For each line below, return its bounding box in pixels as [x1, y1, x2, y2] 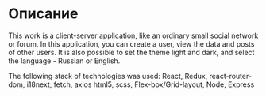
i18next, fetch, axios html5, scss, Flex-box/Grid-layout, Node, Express [26, 80, 255, 89]
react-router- [209, 71, 253, 80]
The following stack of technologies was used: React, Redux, [8, 71, 208, 80]
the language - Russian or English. [8, 56, 121, 65]
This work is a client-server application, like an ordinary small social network [8, 31, 259, 40]
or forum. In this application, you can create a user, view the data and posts [8, 39, 255, 48]
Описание [8, 5, 79, 23]
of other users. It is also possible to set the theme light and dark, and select [8, 47, 255, 57]
